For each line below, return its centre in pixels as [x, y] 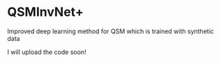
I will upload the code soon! [47, 52]
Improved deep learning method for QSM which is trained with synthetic [111, 31]
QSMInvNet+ [45, 12]
